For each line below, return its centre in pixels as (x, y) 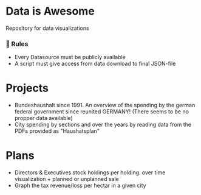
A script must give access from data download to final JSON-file (95, 64)
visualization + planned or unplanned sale (66, 179)
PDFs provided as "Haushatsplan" (57, 131)
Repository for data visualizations (47, 28)
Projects (27, 88)
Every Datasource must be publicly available (70, 57)
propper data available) (44, 118)
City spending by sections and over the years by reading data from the (103, 125)
